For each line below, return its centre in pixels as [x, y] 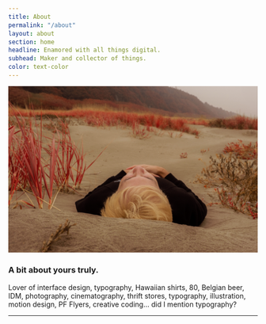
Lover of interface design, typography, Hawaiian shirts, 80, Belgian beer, [126, 287]
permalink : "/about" [42, 25]
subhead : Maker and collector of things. [78, 59]
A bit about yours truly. [53, 270]
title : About [30, 17]
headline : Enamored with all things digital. [84, 50]
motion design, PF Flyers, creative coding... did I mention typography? [123, 304]
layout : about [32, 33]
